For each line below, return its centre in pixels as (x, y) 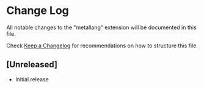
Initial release (32, 79)
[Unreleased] (32, 65)
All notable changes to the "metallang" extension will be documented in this (101, 27)
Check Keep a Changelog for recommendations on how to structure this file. (102, 46)
